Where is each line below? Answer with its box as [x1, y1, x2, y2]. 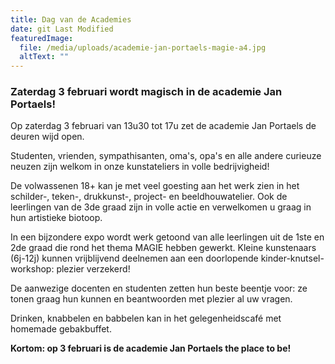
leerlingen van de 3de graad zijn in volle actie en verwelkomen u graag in [10, 201, 312, 213]
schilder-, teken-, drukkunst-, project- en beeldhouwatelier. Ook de [10, 191, 288, 203]
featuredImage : [10, 33, 74, 43]
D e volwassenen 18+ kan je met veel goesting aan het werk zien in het [10, 180, 300, 192]
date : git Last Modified [10, 24, 114, 34]
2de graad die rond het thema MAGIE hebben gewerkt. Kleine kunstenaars [10, 242, 317, 254]
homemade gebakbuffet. [10, 323, 112, 335]
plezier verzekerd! [56, 263, 131, 275]
